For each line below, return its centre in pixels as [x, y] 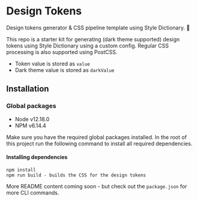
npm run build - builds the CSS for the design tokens [76, 175]
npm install [21, 170]
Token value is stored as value [52, 64]
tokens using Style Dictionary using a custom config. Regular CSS [88, 46]
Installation [28, 89]
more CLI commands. [33, 193]
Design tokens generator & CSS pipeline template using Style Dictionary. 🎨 [98, 28]
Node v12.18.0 [32, 119]
